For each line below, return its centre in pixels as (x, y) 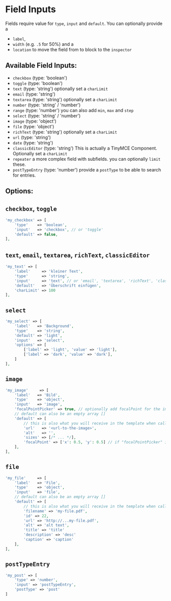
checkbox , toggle (31, 208)
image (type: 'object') (35, 121)
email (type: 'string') (34, 94)
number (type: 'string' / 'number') (47, 105)
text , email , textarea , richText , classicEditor (78, 255)
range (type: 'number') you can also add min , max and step (73, 110)
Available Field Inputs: (41, 65)
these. (19, 164)
